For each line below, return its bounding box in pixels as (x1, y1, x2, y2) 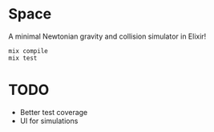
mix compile (8, 47, 48, 55)
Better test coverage (19, 107, 88, 117)
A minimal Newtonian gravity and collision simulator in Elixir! (8, 31, 207, 41)
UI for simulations (19, 116, 79, 126)
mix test (8, 54, 38, 62)
